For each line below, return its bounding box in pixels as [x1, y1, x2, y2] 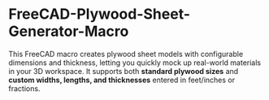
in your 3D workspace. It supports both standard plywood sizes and [8, 66, 239, 76]
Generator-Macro [8, 22, 129, 41]
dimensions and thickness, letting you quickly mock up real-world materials [8, 58, 262, 67]
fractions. [8, 83, 41, 93]
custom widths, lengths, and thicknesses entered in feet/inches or [8, 75, 236, 85]
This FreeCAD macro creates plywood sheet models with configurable [8, 49, 244, 59]
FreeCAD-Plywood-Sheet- [8, 5, 191, 24]
